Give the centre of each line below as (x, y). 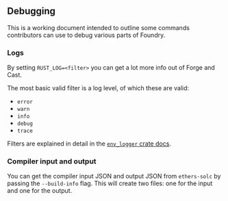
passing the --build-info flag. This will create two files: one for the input (110, 183)
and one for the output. (40, 191)
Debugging (31, 11)
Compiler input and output (52, 161)
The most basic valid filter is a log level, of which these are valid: (98, 88)
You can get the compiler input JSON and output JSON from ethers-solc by (114, 176)
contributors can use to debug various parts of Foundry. (86, 35)
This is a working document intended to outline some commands (99, 27)
